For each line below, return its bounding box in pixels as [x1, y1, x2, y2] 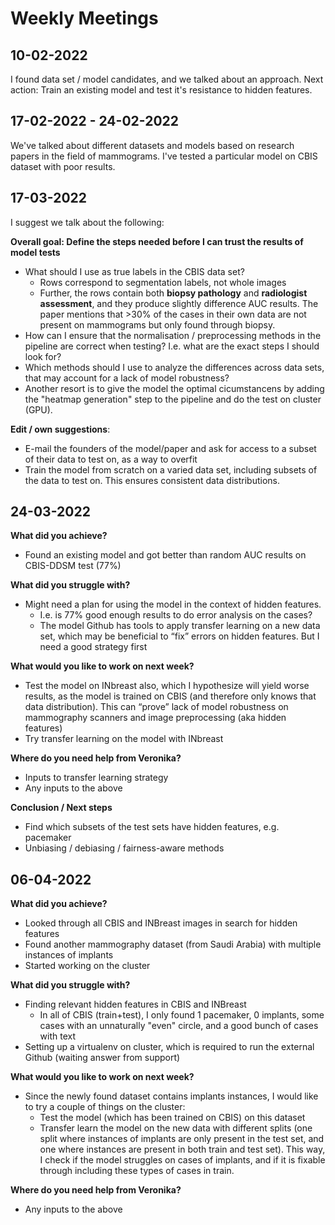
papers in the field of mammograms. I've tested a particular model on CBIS [10, 150, 318, 162]
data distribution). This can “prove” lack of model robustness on [24, 701, 289, 713]
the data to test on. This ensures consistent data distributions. [24, 474, 280, 486]
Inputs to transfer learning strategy [24, 772, 169, 784]
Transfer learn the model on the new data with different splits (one [39, 1122, 313, 1134]
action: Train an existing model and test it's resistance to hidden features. [10, 84, 313, 96]
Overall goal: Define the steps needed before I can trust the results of [10, 235, 304, 247]
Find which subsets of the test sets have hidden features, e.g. [24, 821, 280, 833]
